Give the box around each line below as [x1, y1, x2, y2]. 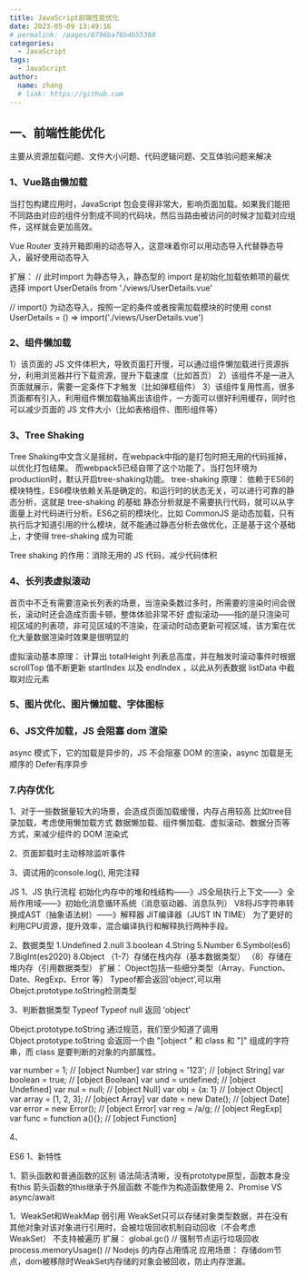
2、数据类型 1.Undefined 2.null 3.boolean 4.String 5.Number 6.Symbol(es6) [9, 940, 291, 951]
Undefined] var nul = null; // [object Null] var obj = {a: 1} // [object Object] [9, 1084, 284, 1095]
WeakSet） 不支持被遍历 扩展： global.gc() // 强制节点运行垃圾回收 [9, 1233, 260, 1244]
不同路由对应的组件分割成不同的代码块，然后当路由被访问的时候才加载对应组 [9, 210, 296, 221]
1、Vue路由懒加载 [9, 176, 88, 189]
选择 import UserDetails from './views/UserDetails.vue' [9, 282, 213, 293]
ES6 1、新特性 [9, 1151, 62, 1162]
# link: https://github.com [17, 89, 124, 98]
